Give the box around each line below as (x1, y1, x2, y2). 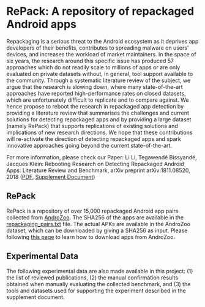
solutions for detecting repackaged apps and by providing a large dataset (6, 115, 192, 123)
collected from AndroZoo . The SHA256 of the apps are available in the (6, 213, 184, 221)
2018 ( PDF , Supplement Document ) (6, 173, 95, 180)
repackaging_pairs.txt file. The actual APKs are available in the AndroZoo (6, 220, 191, 227)
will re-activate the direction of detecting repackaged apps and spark (6, 135, 182, 142)
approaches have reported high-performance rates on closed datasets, (6, 89, 186, 97)
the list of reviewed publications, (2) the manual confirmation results (6, 274, 179, 281)
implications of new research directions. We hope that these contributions (6, 129, 193, 136)
